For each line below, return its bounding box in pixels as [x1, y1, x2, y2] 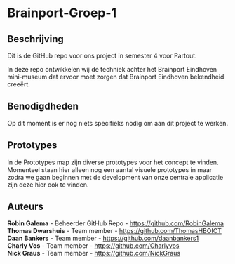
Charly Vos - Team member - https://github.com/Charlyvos [7, 242, 180, 250]
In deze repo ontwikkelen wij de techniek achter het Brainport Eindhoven [7, 65, 217, 73]
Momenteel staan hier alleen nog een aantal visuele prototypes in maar [7, 165, 213, 173]
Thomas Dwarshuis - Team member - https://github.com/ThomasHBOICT [7, 227, 222, 235]
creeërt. [7, 80, 30, 88]
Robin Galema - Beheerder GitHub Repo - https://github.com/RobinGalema [7, 219, 224, 227]
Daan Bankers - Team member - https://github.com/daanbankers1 [7, 234, 199, 243]
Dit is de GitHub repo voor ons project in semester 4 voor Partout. [7, 51, 198, 60]
